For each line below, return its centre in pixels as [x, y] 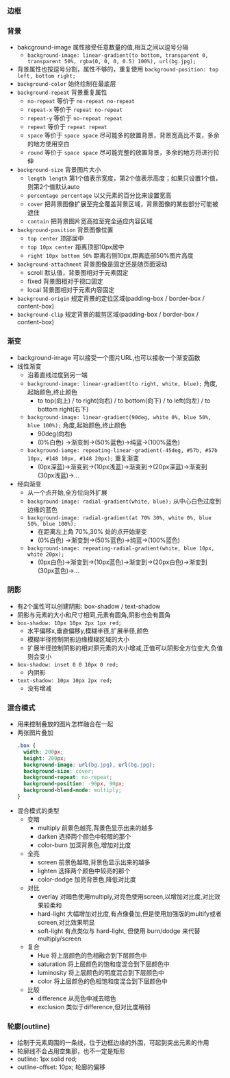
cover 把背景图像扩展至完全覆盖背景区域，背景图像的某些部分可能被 [123, 204]
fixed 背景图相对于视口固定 [65, 281]
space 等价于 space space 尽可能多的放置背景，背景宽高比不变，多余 [123, 135]
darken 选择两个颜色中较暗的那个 [84, 836]
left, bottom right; [46, 76]
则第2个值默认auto [53, 187]
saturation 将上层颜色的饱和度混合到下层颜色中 [103, 964]
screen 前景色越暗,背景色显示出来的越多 [94, 862]
